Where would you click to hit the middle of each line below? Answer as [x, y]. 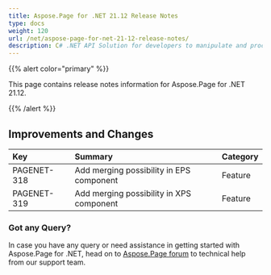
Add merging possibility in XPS [133, 193]
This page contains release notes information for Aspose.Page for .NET [127, 85]
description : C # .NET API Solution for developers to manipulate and [128, 46]
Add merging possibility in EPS [133, 170]
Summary [94, 156]
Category [240, 156]
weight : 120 [28, 31]
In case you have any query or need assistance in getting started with [124, 245]
